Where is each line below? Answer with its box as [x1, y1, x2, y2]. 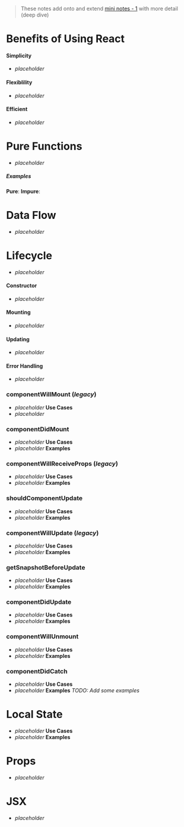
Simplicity [6, 52, 32, 59]
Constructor [6, 282, 37, 290]
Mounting [6, 308, 31, 316]
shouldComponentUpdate [6, 494, 83, 502]
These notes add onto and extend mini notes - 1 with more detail [20, 5, 178, 12]
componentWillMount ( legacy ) [6, 390, 97, 399]
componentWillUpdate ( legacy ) [6, 529, 99, 537]
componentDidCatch [6, 667, 68, 675]
